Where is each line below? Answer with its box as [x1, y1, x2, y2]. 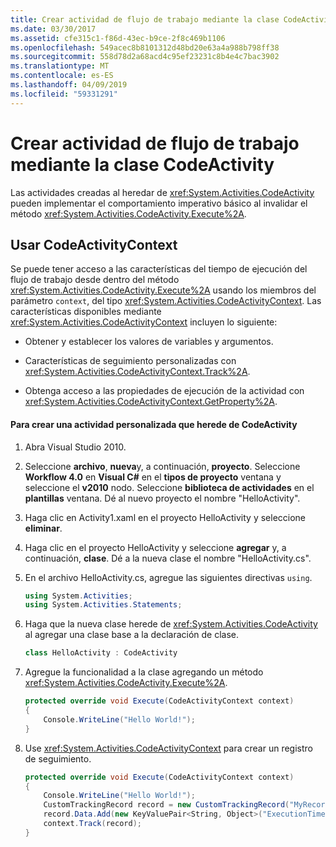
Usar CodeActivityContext [10, 236, 178, 253]
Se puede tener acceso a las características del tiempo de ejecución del [10, 263, 308, 275]
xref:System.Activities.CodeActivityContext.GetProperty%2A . [24, 396, 278, 408]
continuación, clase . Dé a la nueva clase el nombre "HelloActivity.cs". [24, 552, 312, 564]
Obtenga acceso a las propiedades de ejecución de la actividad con [24, 385, 305, 397]
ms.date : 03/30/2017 [10, 24, 97, 34]
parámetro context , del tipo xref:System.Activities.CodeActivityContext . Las [10, 295, 322, 307]
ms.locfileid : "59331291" [10, 89, 118, 99]
